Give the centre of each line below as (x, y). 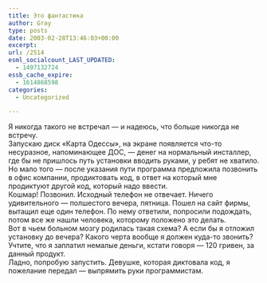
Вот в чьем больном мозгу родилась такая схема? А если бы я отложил (132, 229)
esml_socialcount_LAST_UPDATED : (62, 61)
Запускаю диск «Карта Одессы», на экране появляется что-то (115, 143)
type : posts (28, 30)
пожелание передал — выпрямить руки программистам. (106, 271)
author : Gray (30, 23)
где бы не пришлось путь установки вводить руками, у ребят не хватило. (134, 161)
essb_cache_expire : (41, 75)
